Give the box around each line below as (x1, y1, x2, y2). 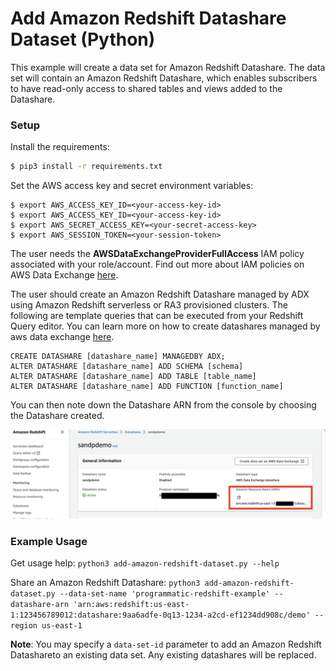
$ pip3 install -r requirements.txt (10, 162, 163, 172)
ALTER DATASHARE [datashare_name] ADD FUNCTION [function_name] (10, 382, 284, 392)
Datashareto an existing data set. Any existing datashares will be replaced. (10, 649, 317, 661)
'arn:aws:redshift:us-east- (73, 600, 190, 610)
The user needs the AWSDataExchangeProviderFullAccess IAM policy (10, 248, 305, 260)
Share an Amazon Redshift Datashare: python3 (10, 577, 201, 589)
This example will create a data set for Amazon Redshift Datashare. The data (10, 61, 326, 73)
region (10, 621, 38, 631)
